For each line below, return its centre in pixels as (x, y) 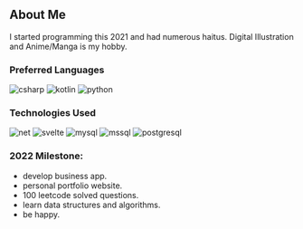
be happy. (41, 214)
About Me (38, 15)
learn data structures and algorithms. (91, 205)
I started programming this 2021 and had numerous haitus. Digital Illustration (151, 36)
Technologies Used (53, 113)
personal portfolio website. (72, 186)
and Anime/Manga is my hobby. (69, 46)
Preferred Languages (57, 70)
